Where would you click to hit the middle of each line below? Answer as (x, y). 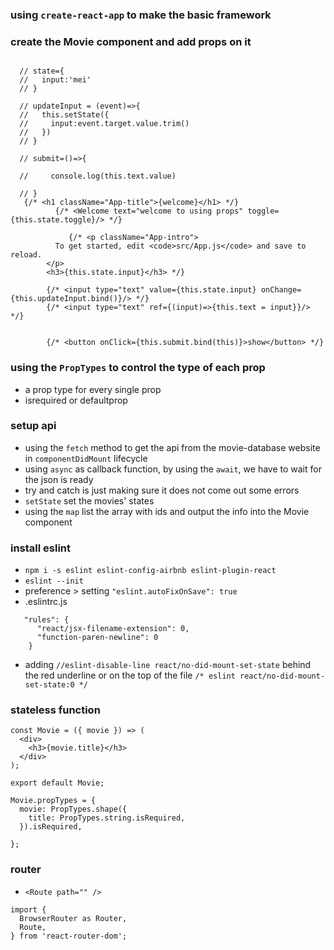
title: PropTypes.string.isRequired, (107, 818)
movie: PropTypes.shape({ (73, 809)
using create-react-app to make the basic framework (141, 15)
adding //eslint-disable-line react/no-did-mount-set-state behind (168, 665)
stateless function (55, 710)
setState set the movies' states (89, 500)
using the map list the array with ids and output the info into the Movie (167, 511)
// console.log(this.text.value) (98, 176)
